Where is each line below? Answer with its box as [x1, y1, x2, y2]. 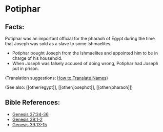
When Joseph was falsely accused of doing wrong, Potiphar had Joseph [12, 61, 159, 66]
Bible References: [5, 99, 60, 107]
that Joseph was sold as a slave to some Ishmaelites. [5, 41, 112, 47]
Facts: [5, 23, 24, 31]
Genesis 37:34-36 [12, 111, 49, 117]
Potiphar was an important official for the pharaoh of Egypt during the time [5, 35, 155, 41]
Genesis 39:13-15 [12, 121, 47, 127]
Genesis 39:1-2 [12, 116, 43, 122]
